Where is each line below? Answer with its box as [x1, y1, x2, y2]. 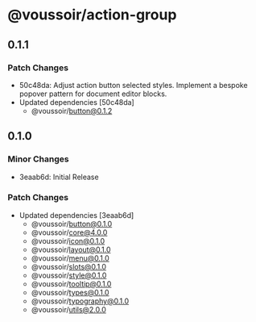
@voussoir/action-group [7, 6, 177, 24]
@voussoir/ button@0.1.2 [31, 106, 113, 115]
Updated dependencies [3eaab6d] [19, 210, 134, 220]
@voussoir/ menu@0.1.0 [31, 253, 109, 263]
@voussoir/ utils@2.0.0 [31, 304, 106, 314]
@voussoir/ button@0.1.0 [31, 219, 113, 228]
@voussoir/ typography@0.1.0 [31, 296, 130, 306]
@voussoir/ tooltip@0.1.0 [31, 278, 112, 288]
